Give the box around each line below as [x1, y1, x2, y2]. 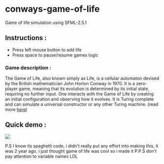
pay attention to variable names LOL [5, 153, 78, 159]
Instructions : [5, 34, 47, 42]
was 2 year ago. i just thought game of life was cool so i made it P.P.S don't [5, 148, 157, 154]
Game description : [5, 64, 51, 71]
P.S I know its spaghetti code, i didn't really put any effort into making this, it [5, 143, 159, 149]
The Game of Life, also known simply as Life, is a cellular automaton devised [5, 75, 160, 81]
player [5, 86, 18, 92]
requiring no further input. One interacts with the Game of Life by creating [5, 91, 154, 97]
